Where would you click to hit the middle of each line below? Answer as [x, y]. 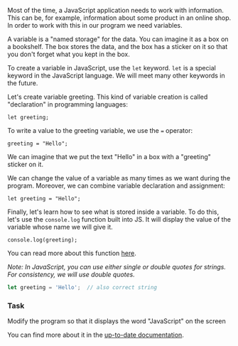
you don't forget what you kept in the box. [69, 54]
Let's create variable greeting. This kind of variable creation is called [108, 97]
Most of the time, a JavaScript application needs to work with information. [115, 10]
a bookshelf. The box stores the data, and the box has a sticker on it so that [118, 47]
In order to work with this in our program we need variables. [95, 25]
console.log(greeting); [43, 240]
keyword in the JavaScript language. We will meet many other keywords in [116, 75]
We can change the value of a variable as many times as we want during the [119, 178]
